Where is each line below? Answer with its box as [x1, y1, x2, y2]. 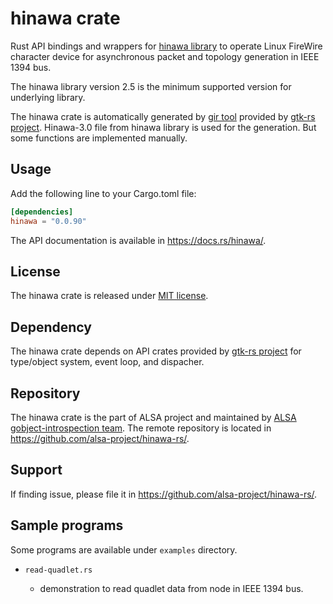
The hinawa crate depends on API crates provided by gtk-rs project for [10, 345, 302, 357]
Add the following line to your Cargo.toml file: [10, 187, 197, 199]
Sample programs [10, 517, 124, 534]
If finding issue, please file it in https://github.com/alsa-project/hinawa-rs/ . [10, 488, 318, 500]
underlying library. [10, 91, 86, 103]
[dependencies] [10, 207, 74, 217]
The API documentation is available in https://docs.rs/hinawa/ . [10, 234, 267, 246]
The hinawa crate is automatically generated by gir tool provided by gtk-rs [10, 110, 316, 122]
